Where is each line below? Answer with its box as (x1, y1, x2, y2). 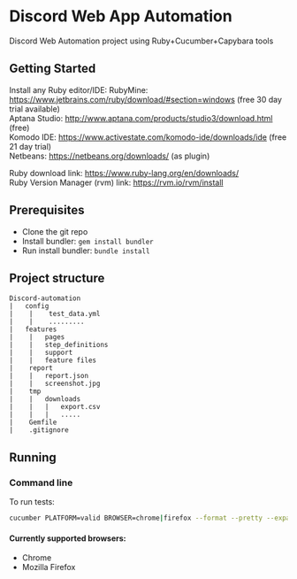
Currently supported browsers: (9, 533, 126, 544)
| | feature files (9, 356, 97, 365)
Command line (9, 476, 73, 489)
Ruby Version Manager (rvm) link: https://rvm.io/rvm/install (9, 177, 224, 188)
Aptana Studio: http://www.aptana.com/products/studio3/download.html (9, 112, 273, 123)
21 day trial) (9, 141, 51, 151)
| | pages (9, 333, 65, 342)
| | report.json (9, 372, 89, 381)
